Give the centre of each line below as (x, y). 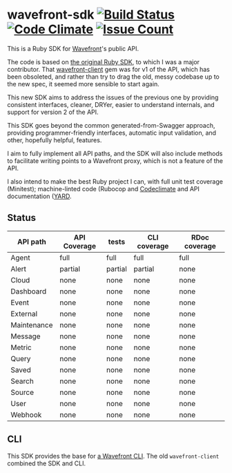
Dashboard (29, 291)
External (24, 313)
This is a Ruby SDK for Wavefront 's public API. (73, 48)
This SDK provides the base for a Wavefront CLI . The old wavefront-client (113, 456)
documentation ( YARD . (39, 196)
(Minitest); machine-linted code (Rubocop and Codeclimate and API (104, 189)
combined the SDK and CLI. (47, 463)
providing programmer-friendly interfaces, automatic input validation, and (112, 133)
